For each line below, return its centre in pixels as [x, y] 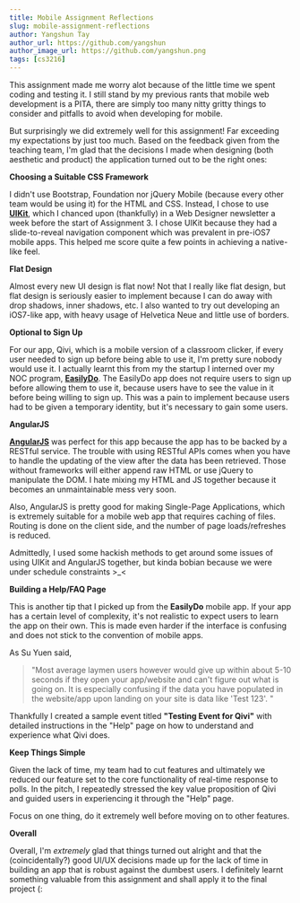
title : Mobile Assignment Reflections [81, 18]
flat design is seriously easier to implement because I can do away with [141, 296]
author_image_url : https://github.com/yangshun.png [107, 51]
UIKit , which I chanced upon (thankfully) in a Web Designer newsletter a [142, 213]
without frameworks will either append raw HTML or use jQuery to [131, 470]
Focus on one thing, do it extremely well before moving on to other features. [150, 816]
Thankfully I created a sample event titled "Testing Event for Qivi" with [141, 716]
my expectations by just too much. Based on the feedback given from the [145, 140]
